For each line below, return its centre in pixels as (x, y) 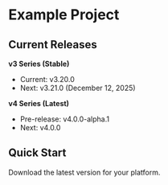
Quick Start (37, 153)
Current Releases (53, 45)
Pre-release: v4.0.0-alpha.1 (65, 119)
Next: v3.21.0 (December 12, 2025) (78, 88)
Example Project (64, 15)
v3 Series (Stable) (39, 64)
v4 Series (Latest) (39, 103)
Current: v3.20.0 (47, 79)
